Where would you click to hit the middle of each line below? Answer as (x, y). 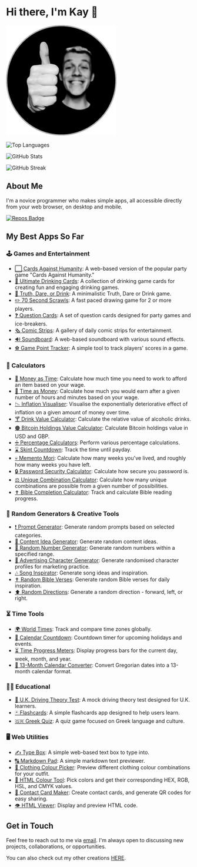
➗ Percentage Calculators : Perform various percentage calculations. (97, 442)
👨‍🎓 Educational (28, 687)
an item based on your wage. (50, 384)
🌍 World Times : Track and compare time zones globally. (83, 629)
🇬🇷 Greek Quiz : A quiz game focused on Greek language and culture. (100, 721)
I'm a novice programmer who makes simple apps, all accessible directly (94, 200)
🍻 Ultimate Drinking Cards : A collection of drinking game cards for (95, 281)
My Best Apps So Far (45, 237)
